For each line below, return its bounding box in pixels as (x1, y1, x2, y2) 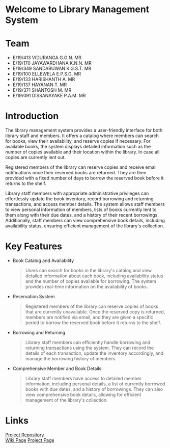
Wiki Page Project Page (5, 437, 54, 443)
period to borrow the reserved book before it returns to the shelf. (25, 320, 161, 326)
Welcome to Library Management (5, 4, 150, 15)
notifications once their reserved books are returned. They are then (5, 170, 147, 176)
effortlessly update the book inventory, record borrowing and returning (5, 196, 154, 202)
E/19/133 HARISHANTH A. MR (12, 76, 75, 83)
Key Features (5, 241, 63, 252)
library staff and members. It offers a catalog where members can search (5, 133, 159, 139)
